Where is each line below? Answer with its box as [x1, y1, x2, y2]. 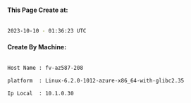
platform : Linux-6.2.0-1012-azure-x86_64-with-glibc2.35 [7, 78, 185, 85]
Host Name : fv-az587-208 [7, 64, 83, 72]
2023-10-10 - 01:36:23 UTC [7, 28, 87, 35]
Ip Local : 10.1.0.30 [7, 90, 74, 97]
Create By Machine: [7, 42, 67, 51]
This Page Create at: [7, 6, 68, 14]
